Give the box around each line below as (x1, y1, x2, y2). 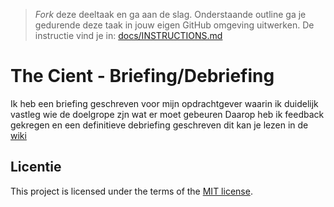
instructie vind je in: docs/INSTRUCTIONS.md (34, 30, 223, 41)
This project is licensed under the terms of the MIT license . (10, 185, 253, 197)
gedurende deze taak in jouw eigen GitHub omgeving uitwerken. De (34, 19, 315, 31)
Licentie (10, 159, 62, 176)
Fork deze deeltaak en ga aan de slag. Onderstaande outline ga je (34, 9, 307, 20)
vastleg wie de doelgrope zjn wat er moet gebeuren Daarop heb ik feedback (10, 108, 325, 120)
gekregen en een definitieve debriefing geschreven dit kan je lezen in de (10, 119, 309, 131)
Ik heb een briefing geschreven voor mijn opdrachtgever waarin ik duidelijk (10, 97, 319, 109)
